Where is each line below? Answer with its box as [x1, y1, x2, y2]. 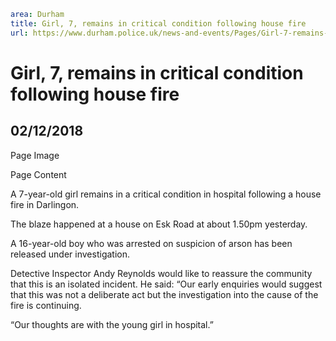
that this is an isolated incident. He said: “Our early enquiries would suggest [10, 278, 323, 290]
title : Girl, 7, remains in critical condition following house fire [10, 18, 307, 29]
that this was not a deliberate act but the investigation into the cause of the [10, 288, 319, 300]
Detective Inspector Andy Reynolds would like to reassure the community [10, 267, 313, 279]
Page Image [10, 149, 60, 161]
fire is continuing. [10, 299, 82, 311]
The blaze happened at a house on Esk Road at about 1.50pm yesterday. [10, 218, 308, 230]
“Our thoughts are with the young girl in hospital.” [10, 318, 214, 330]
